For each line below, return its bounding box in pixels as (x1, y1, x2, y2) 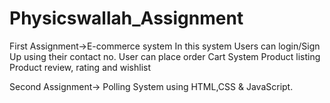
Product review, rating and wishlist (9, 61, 152, 73)
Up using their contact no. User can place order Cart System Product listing (9, 50, 321, 62)
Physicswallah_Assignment (9, 7, 244, 30)
